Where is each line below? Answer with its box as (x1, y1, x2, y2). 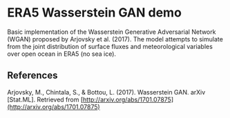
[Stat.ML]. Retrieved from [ (7, 95, 84, 104)
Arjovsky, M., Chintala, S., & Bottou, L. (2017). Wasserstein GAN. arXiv (7, 88, 206, 96)
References (7, 70, 58, 81)
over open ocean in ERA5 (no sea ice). (7, 50, 116, 58)
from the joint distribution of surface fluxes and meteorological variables (7, 42, 213, 50)
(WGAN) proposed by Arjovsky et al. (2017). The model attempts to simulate (7, 35, 223, 43)
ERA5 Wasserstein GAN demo (7, 5, 182, 21)
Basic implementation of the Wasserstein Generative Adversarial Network (7, 28, 216, 36)
